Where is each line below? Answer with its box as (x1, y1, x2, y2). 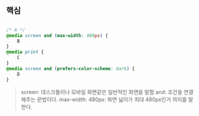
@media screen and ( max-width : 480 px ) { (6, 32, 109, 39)
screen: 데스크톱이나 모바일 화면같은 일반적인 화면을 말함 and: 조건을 (20, 88, 183, 95)
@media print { (6, 49, 44, 55)
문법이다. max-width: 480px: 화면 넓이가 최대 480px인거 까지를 (36, 96, 187, 103)
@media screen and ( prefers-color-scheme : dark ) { (6, 65, 135, 71)
